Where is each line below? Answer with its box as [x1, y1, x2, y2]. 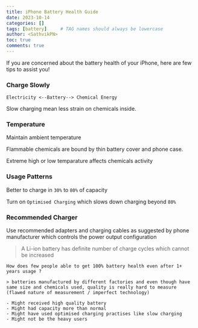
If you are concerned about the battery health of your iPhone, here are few [6, 59, 192, 67]
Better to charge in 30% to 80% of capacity [6, 186, 107, 194]
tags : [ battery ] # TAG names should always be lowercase [6, 25, 164, 32]
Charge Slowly [6, 80, 50, 89]
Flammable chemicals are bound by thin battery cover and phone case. [6, 146, 184, 153]
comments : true [6, 43, 45, 49]
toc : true [6, 37, 31, 43]
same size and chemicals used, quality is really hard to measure [6, 284, 177, 290]
